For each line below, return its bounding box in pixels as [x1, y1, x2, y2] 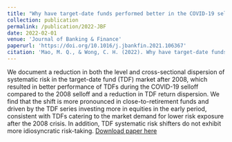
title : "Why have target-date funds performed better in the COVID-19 [7, 10, 215, 17]
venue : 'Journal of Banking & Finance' [7, 36, 122, 43]
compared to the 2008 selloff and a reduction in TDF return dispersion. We [7, 89, 220, 98]
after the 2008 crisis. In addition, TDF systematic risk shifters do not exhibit [7, 119, 222, 127]
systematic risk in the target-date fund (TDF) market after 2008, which [7, 75, 208, 83]
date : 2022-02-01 [7, 29, 57, 37]
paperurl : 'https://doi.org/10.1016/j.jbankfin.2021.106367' [7, 42, 187, 49]
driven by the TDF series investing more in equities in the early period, [7, 105, 207, 113]
